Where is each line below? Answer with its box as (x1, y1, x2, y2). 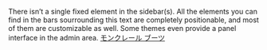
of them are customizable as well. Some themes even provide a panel (8, 24, 237, 33)
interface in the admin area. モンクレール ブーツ (8, 33, 166, 42)
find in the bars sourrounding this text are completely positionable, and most (8, 15, 259, 25)
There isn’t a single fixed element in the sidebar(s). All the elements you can (8, 7, 257, 16)
